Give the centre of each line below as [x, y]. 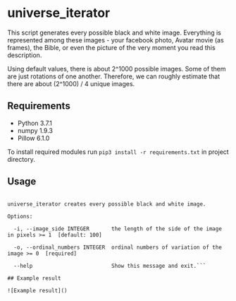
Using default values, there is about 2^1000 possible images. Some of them [117, 69]
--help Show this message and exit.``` [110, 266]
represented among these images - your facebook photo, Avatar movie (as [116, 40]
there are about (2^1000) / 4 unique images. [71, 83]
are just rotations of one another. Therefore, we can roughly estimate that [114, 76]
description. [25, 55]
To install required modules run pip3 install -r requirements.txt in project [118, 152]
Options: [20, 216]
